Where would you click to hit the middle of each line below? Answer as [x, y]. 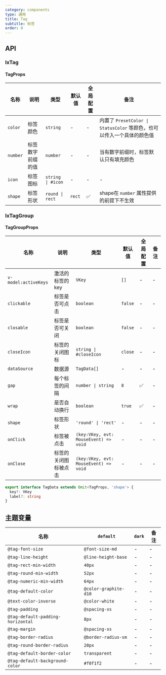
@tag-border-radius [30, 637]
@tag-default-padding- [34, 617]
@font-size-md [100, 549]
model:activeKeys [28, 282]
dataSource [20, 369]
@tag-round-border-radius [38, 645]
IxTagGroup [20, 216]
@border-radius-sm [105, 637]
